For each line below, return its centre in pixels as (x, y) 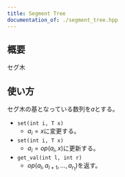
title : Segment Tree (37, 13)
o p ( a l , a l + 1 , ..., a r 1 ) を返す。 (64, 167)
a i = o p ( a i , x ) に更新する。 (63, 149)
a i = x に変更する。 (54, 132)
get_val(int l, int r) (49, 158)
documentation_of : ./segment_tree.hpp (62, 20)
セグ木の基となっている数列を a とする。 (63, 109)
